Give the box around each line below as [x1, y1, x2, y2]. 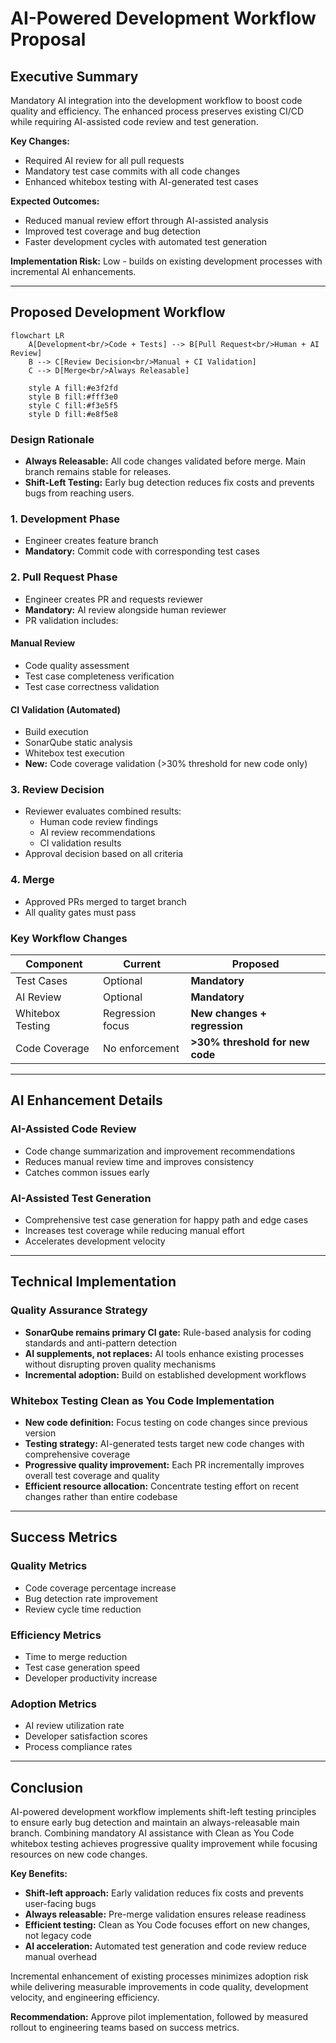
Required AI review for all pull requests [24, 155, 185, 166]
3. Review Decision [10, 783, 105, 797]
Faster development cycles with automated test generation [24, 236, 268, 247]
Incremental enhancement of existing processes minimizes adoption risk [10, 1970, 309, 1982]
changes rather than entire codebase [24, 1490, 178, 1502]
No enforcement [102, 1042, 180, 1055]
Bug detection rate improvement [24, 1592, 158, 1604]
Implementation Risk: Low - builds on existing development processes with [10, 255, 323, 267]
